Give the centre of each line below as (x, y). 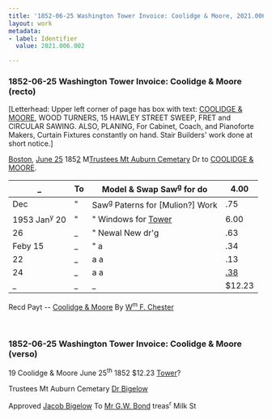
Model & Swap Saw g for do (155, 189)
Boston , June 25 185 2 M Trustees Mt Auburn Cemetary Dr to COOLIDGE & (131, 160)
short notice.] (31, 143)
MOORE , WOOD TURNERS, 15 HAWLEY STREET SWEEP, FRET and (119, 118)
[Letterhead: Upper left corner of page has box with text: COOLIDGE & (125, 109)
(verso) (23, 353)
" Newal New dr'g (125, 233)
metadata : (25, 31)
